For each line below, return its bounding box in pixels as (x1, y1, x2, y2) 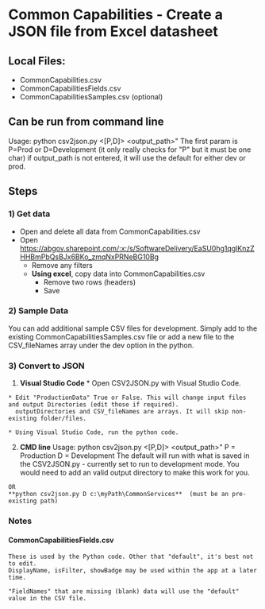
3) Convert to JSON (8, 360, 85, 371)
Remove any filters (31, 260, 93, 270)
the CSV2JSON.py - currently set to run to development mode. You (19, 460, 240, 469)
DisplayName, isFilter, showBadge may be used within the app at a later (8, 567, 258, 575)
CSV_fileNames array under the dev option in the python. (8, 340, 194, 350)
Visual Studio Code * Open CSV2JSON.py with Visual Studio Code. (19, 378, 241, 388)
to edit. (8, 560, 37, 568)
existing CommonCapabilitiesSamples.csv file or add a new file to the (8, 332, 235, 341)
